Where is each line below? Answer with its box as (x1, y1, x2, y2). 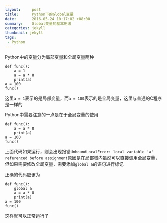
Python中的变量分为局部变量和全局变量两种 (5, 54, 94, 60)
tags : (5, 35, 16, 40)
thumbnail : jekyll (5, 30, 43, 35)
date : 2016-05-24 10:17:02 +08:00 (5, 16, 91, 21)
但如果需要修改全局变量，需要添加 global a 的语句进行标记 (5, 161, 124, 167)
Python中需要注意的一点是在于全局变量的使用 (5, 111, 99, 117)
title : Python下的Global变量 (5, 12, 74, 17)
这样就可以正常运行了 (5, 213, 49, 219)
